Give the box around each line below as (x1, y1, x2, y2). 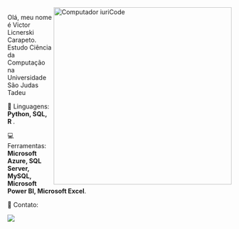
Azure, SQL (7, 157, 42, 165)
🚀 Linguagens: (7, 102, 50, 111)
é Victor (7, 21, 31, 29)
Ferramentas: (7, 142, 47, 150)
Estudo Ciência (7, 43, 52, 52)
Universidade (7, 74, 47, 82)
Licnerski (7, 28, 34, 36)
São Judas (7, 81, 39, 89)
